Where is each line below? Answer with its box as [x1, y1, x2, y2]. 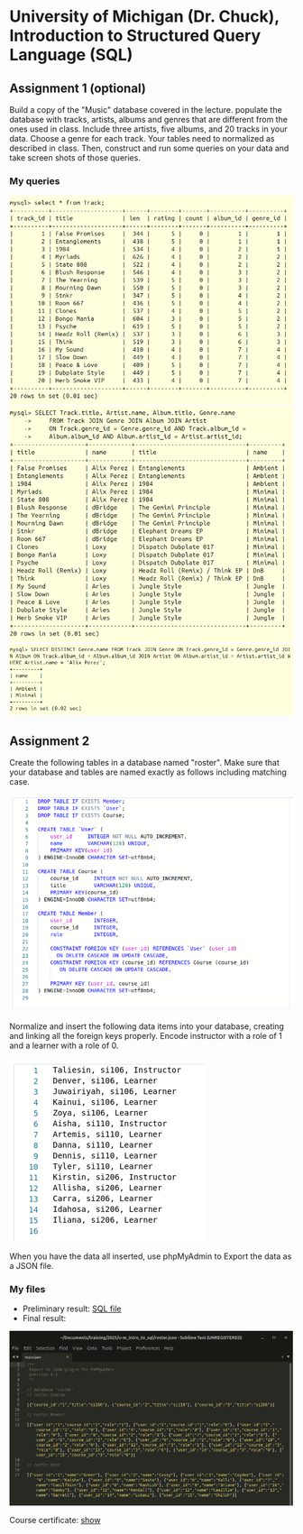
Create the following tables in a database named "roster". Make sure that [9, 758, 280, 768]
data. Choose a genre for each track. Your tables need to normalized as [9, 133, 275, 143]
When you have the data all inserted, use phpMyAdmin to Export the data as [9, 1251, 292, 1262]
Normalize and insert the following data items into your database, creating [9, 1021, 284, 1032]
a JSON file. [9, 1260, 54, 1271]
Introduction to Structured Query [9, 25, 262, 46]
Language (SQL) [9, 45, 133, 65]
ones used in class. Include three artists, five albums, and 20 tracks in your [9, 124, 288, 134]
